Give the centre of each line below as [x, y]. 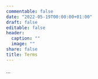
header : [15, 33]
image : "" [23, 44]
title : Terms [22, 55]
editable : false [26, 28]
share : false [22, 49]
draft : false [22, 22]
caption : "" [26, 38]
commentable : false [30, 11]
